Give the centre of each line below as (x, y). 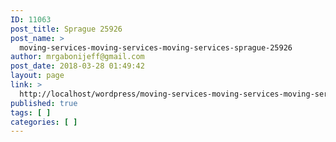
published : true (44, 103)
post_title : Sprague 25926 (66, 29)
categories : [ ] (44, 122)
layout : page (37, 76)
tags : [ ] (31, 112)
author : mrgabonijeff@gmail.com (77, 57)
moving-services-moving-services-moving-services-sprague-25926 (156, 47)
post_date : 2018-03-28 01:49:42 (77, 66)
